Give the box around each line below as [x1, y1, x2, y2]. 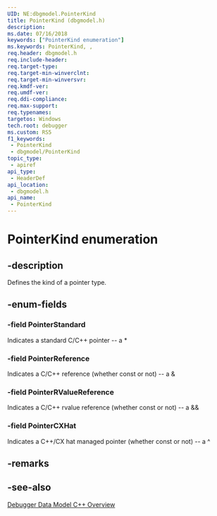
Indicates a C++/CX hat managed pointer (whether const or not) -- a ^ [7, 437, 211, 445]
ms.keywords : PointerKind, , [7, 43, 93, 50]
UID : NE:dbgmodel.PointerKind [7, 10, 97, 18]
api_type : [7, 168, 37, 175]
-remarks [7, 457, 49, 469]
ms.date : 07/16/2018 [7, 30, 68, 37]
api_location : [7, 181, 49, 188]
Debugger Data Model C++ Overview [7, 500, 116, 509]
